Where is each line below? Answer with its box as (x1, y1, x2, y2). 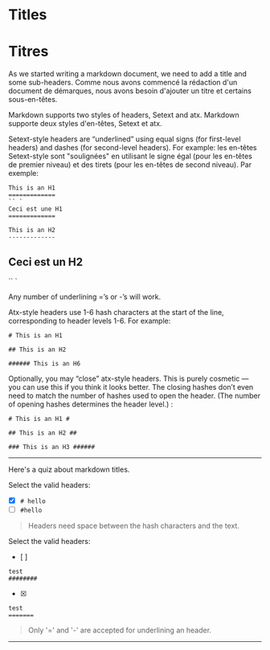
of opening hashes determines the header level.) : (8, 399, 174, 409)
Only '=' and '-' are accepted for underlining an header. (27, 625, 211, 636)
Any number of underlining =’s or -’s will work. (8, 292, 162, 301)
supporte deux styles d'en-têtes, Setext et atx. (8, 119, 162, 129)
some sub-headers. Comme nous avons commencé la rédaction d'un (8, 78, 238, 88)
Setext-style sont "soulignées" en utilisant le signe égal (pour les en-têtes (8, 151, 253, 161)
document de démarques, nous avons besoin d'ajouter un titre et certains (8, 86, 252, 96)
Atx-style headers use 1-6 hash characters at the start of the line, (8, 307, 224, 317)
